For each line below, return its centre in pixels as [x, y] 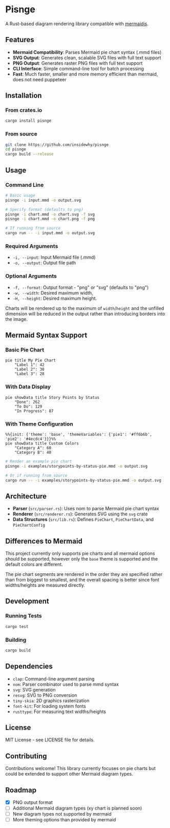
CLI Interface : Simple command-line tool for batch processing [78, 68]
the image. [17, 319]
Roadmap [21, 790]
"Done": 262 [27, 402]
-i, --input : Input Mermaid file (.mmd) [54, 257]
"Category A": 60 [33, 448]
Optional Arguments [31, 276]
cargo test [17, 627]
